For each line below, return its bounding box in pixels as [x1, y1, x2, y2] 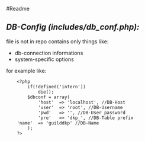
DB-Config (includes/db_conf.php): [6, 22, 140, 32]
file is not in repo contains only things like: [6, 38, 109, 45]
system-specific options [14, 56, 74, 63]
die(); [37, 89, 54, 95]
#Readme [6, 5, 30, 12]
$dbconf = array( [27, 94, 70, 100]
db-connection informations [14, 49, 83, 56]
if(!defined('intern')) [27, 84, 86, 89]
